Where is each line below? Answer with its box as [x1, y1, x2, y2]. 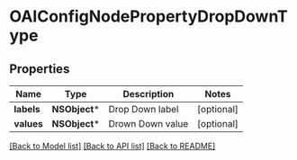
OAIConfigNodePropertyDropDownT [9, 6, 288, 27]
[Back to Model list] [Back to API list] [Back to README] [9, 141, 216, 151]
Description [122, 88, 175, 100]
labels [13, 103, 40, 115]
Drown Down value [108, 118, 189, 129]
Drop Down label [108, 103, 179, 115]
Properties [9, 61, 70, 76]
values [13, 118, 43, 129]
